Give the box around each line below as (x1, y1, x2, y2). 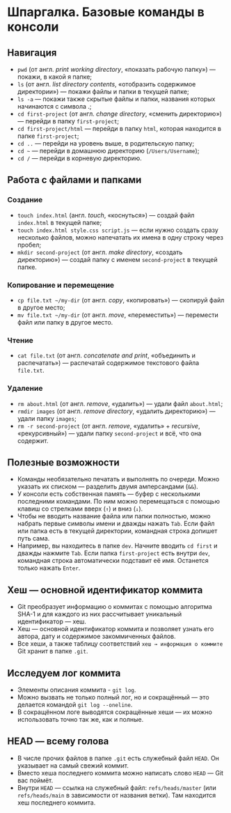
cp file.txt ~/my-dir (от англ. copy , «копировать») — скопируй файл (17, 295, 225, 304)
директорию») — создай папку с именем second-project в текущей (17, 255, 218, 263)
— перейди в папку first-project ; (17, 117, 120, 125)
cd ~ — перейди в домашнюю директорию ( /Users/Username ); (17, 147, 200, 155)
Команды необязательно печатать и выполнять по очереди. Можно (17, 475, 220, 483)
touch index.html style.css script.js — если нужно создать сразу (17, 226, 219, 234)
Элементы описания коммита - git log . (17, 686, 136, 694)
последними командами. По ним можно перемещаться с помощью (17, 497, 221, 506)
